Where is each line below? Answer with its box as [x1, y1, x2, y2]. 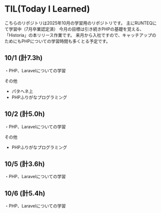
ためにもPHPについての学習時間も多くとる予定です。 [4, 38, 111, 44]
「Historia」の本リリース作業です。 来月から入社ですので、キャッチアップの [4, 32, 156, 38]
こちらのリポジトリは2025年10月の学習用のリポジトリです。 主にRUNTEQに [4, 20, 157, 26]
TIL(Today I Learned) [4, 3, 90, 15]
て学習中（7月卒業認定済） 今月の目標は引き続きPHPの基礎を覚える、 [4, 26, 144, 32]
